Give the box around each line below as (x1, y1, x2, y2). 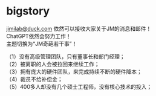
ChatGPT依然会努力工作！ (6, 32, 71, 40)
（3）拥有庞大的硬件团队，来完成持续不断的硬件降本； (6, 68, 142, 75)
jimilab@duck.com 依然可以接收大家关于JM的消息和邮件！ (6, 25, 152, 32)
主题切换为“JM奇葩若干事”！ (6, 40, 77, 47)
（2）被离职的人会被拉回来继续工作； (6, 60, 100, 68)
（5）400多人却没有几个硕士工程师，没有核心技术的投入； (6, 83, 152, 90)
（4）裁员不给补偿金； (6, 75, 63, 83)
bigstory (6, 4, 50, 18)
